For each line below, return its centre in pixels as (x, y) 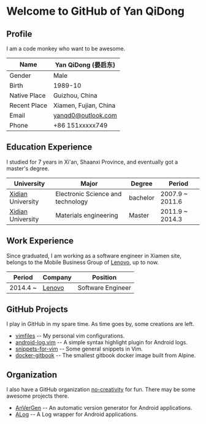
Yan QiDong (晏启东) (85, 65)
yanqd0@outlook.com (85, 115)
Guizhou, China (75, 95)
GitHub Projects (37, 310)
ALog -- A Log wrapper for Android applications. (76, 414)
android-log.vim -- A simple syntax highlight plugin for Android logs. (101, 343)
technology (71, 202)
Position (104, 277)
